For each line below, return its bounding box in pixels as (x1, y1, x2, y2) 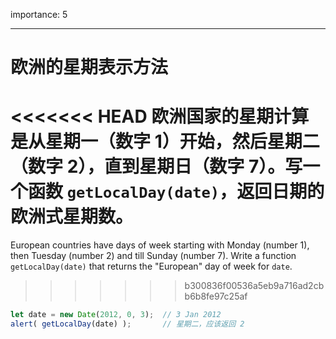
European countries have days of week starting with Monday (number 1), (10, 239, 310, 251)
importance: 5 (10, 9, 68, 20)
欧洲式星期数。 (10, 205, 134, 228)
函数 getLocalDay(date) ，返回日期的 (28, 180, 325, 203)
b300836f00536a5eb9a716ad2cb (184, 280, 325, 292)
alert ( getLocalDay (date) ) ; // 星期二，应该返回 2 (10, 319, 245, 329)
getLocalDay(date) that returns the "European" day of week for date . (10, 260, 293, 273)
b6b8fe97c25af (184, 290, 248, 303)
